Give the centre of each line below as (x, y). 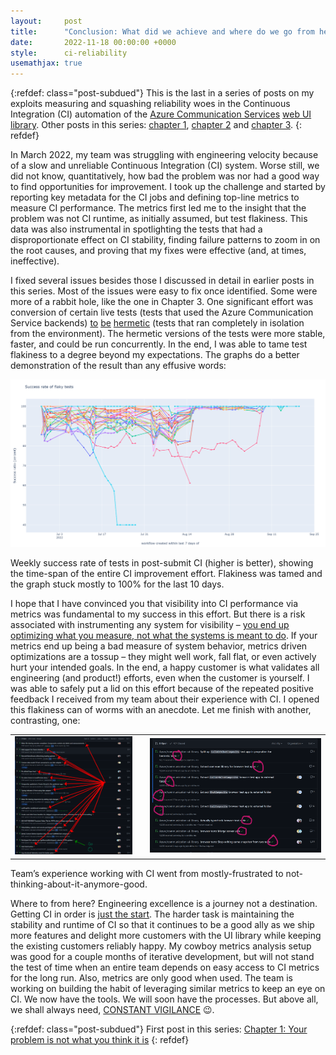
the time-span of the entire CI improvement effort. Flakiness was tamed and (166, 574)
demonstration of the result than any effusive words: (118, 366)
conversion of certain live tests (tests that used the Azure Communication (162, 312)
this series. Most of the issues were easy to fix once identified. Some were (164, 291)
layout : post (46, 21)
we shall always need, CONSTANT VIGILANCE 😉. (112, 1009)
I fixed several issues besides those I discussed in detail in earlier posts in (162, 281)
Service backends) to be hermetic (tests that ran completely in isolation (157, 323)
